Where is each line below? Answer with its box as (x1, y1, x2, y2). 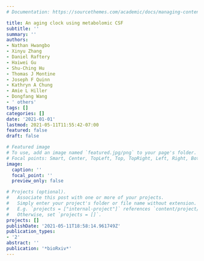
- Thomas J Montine (6, 71, 56, 77)
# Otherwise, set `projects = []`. (6, 211, 102, 218)
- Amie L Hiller (6, 88, 47, 94)
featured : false (6, 127, 47, 134)
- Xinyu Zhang (6, 48, 42, 55)
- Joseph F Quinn (6, 77, 50, 83)
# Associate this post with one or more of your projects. (6, 195, 165, 201)
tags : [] (6, 105, 29, 111)
